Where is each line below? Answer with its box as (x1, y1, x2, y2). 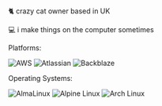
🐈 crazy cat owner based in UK (8, 6, 111, 16)
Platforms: (8, 43, 42, 53)
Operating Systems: (8, 74, 73, 82)
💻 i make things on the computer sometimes (8, 25, 154, 34)
